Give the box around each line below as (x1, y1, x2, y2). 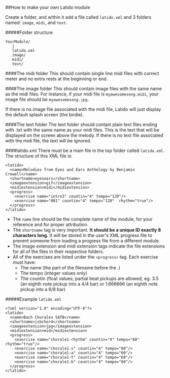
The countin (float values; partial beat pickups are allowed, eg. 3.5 (20, 275, 159, 281)
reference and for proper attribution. (12, 222, 89, 228)
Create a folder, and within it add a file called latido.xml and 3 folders (5, 14, 152, 20)
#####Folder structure (5, 29, 53, 35)
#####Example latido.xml (5, 296, 62, 302)
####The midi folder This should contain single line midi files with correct (5, 71, 159, 76)
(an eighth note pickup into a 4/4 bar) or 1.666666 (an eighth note (20, 281, 158, 287)
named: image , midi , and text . (5, 20, 67, 25)
